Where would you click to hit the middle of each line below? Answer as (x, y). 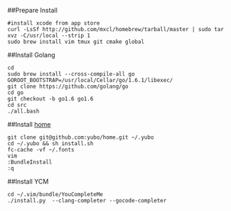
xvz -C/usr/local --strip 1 (49, 35)
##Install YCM (28, 181)
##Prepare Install (33, 10)
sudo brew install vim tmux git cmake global (76, 42)
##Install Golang (31, 55)
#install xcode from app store (54, 23)
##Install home (29, 124)
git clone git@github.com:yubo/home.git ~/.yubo (81, 137)
